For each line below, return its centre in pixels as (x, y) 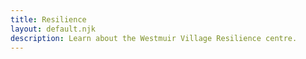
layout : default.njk (53, 29)
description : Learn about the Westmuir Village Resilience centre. (154, 38)
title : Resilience (48, 19)
